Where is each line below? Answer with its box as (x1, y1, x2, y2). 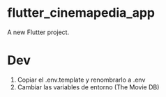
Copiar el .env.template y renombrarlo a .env (17, 75, 146, 84)
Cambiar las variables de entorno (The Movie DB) (17, 82, 160, 91)
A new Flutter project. (7, 28, 70, 36)
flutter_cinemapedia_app (7, 5, 156, 21)
